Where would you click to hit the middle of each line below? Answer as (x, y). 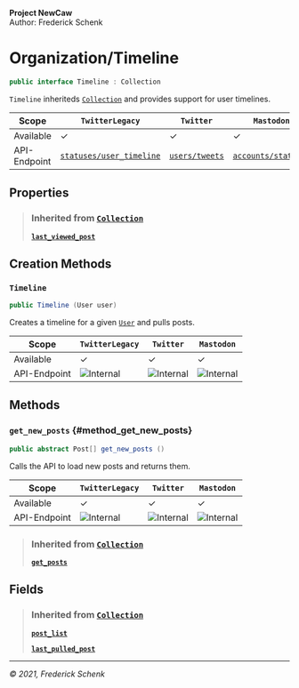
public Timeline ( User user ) (63, 306)
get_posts (49, 562)
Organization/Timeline (94, 58)
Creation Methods (61, 264)
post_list (49, 633)
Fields (27, 590)
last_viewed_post (63, 236)
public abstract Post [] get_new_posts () (87, 449)
